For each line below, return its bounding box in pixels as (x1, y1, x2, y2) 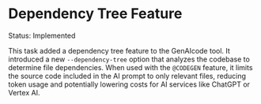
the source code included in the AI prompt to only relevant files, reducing (8, 71, 247, 80)
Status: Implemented (8, 31, 76, 40)
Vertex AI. (8, 87, 40, 97)
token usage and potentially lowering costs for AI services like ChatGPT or (8, 80, 251, 89)
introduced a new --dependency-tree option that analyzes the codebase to (8, 54, 251, 64)
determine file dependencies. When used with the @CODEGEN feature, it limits (8, 62, 253, 72)
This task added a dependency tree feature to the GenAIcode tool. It (8, 46, 231, 55)
